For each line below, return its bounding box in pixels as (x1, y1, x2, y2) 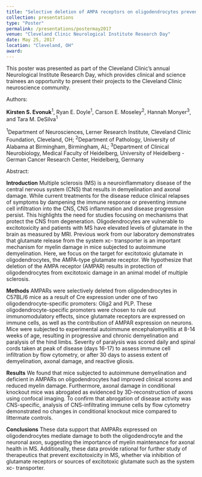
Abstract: (6, 168, 29, 175)
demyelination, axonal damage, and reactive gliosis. (6, 358, 134, 365)
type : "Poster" (6, 20, 44, 26)
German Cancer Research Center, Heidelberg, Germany (6, 156, 144, 163)
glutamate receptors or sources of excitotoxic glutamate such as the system (6, 458, 195, 465)
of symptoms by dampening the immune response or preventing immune (6, 198, 187, 206)
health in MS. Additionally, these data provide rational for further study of (6, 445, 188, 452)
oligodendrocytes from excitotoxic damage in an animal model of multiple (6, 269, 188, 276)
